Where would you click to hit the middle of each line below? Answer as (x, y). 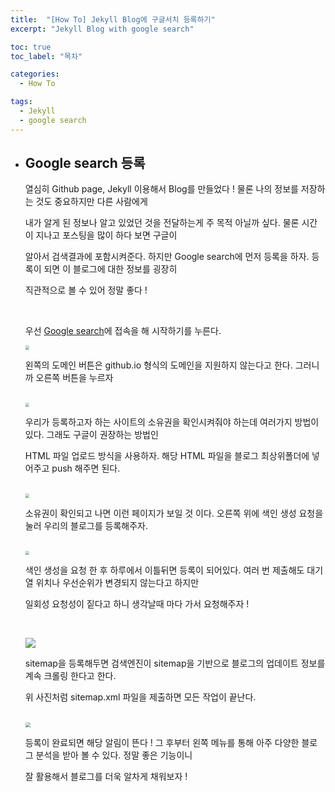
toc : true (31, 47)
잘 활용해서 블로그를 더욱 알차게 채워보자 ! (106, 776)
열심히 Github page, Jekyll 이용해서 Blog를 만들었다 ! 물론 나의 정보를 (161, 189)
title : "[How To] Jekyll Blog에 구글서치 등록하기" (113, 19)
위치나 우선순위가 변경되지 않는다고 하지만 (117, 582)
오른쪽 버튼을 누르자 (74, 377)
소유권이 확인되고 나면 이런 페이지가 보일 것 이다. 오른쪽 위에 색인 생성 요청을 (174, 513)
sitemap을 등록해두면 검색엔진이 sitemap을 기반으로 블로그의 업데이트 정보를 (175, 663)
